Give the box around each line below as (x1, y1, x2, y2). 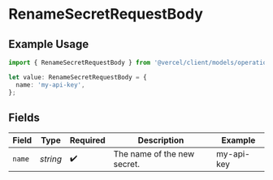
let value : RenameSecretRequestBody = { (8, 73, 148, 81)
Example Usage (8, 37, 89, 51)
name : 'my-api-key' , (15, 80, 85, 89)
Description (137, 135, 184, 146)
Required (69, 135, 106, 146)
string (39, 153, 63, 165)
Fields (8, 110, 41, 124)
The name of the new (113, 148, 195, 160)
